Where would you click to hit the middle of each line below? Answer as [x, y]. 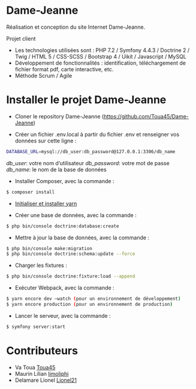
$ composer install [31, 192]
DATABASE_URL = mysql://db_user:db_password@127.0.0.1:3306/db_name [91, 151]
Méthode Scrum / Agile [43, 75]
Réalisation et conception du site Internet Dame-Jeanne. [76, 27]
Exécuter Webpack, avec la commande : [65, 288]
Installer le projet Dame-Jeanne [86, 100]
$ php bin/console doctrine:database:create [63, 226]
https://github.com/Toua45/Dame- [146, 116]
